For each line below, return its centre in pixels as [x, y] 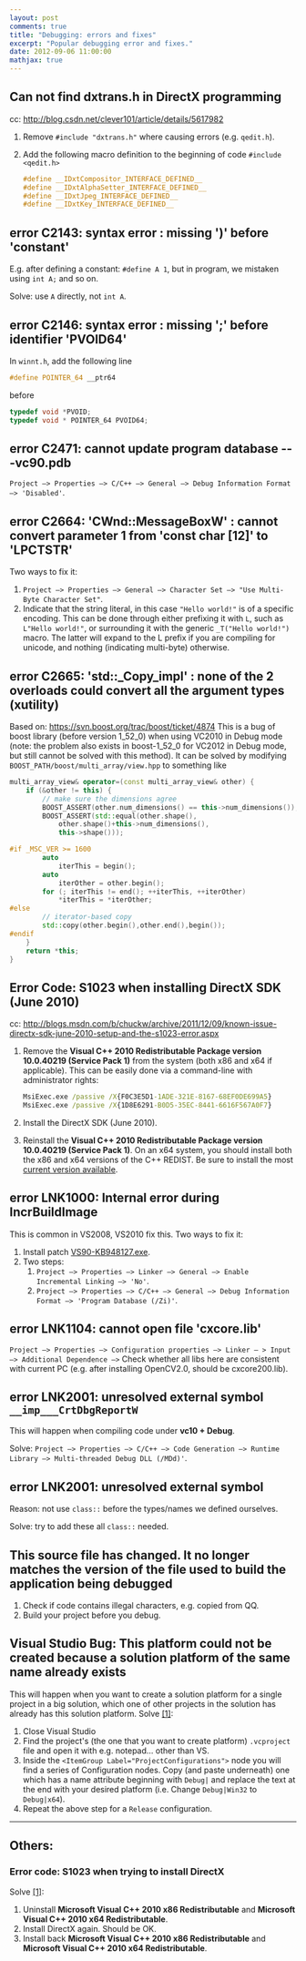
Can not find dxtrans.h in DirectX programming [146, 97]
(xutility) [34, 705]
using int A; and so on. [54, 279]
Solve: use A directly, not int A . [68, 296]
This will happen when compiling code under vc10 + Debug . [122, 1431]
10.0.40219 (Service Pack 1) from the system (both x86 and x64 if [148, 1061]
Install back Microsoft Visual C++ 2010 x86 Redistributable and [144, 1938]
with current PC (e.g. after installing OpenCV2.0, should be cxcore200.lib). [149, 1368]
